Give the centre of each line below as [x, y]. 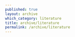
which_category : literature [33, 18]
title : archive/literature [32, 23]
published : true [21, 9]
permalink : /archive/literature [37, 27]
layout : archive [21, 14]
